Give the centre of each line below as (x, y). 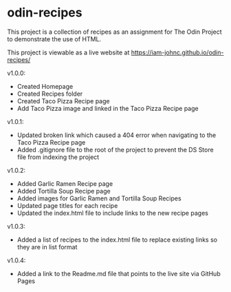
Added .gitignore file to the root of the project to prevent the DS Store (115, 149)
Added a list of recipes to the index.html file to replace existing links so (117, 240)
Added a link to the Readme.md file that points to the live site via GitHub (119, 273)
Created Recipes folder (50, 94)
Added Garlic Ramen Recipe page (65, 183)
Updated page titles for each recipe (67, 205)
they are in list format (47, 247)
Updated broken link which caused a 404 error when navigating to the (117, 135)
